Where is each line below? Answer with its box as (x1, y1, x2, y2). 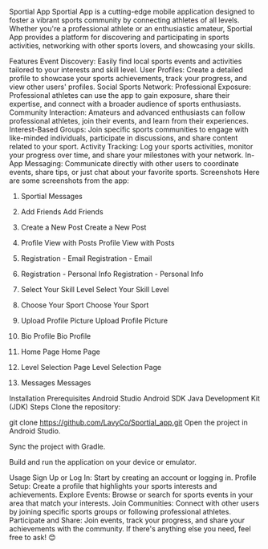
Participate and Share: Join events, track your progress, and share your (9, 515, 246, 525)
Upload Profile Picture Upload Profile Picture (20, 316, 168, 325)
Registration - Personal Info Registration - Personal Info (20, 269, 204, 279)
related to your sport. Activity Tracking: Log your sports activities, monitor (9, 142, 254, 151)
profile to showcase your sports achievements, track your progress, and (9, 74, 248, 83)
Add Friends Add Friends (20, 207, 104, 216)
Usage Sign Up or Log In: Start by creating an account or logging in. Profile (9, 473, 257, 482)
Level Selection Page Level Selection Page (20, 363, 162, 372)
